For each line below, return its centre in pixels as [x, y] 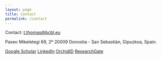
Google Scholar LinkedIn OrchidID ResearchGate [54, 51]
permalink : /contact [26, 19]
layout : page [18, 10]
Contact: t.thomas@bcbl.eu [33, 33]
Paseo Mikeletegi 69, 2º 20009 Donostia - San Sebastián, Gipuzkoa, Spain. [81, 42]
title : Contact [21, 14]
